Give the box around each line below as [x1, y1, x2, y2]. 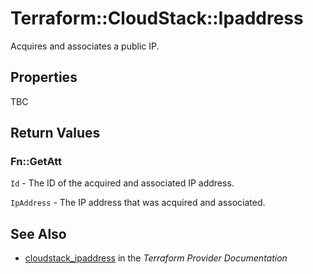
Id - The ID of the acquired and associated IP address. [10, 177, 235, 189]
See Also [10, 225, 67, 242]
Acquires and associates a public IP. [10, 40, 160, 52]
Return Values [10, 125, 101, 142]
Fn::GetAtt [10, 155, 62, 169]
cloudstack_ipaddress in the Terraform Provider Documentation [24, 252, 288, 264]
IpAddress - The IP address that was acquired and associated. [10, 197, 266, 209]
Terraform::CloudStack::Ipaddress [10, 7, 304, 30]
